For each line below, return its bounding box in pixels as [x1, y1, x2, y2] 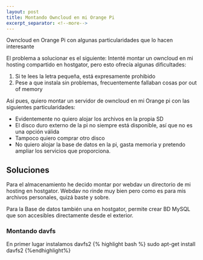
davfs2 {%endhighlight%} [6, 247, 71, 254]
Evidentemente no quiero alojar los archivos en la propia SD [14, 115, 164, 122]
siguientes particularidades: [6, 104, 76, 111]
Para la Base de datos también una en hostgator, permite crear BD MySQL [6, 206, 191, 213]
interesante [6, 43, 34, 50]
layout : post [6, 8, 39, 15]
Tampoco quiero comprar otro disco [14, 135, 105, 142]
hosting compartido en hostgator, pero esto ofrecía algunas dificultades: [6, 61, 186, 68]
